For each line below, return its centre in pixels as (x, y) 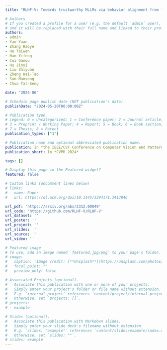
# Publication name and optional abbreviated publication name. (73, 142)
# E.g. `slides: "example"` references (49, 331)
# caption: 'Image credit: (35, 262)
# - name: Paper (22, 193)
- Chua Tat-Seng (22, 84)
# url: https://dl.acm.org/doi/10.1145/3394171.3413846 (66, 197)
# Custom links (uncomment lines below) (48, 184)
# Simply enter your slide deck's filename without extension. (74, 326)
